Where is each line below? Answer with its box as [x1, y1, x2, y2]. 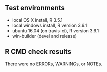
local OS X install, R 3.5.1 [12, 17, 63, 23]
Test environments [5, 4, 65, 12]
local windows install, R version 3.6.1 [12, 22, 87, 28]
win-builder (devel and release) [12, 33, 77, 39]
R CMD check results [5, 47, 72, 56]
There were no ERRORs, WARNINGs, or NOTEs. [5, 61, 102, 67]
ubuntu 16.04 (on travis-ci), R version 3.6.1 [12, 27, 99, 34]
